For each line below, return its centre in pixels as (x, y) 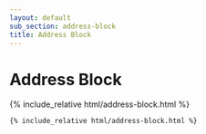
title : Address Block (51, 34)
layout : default (40, 18)
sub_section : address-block (63, 26)
